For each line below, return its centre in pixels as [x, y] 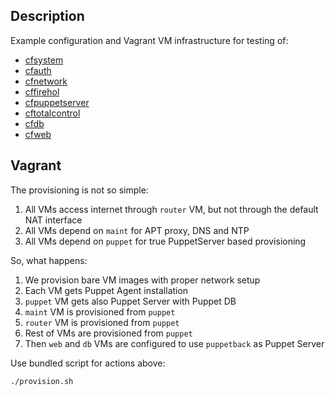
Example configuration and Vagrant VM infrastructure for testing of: [149, 40]
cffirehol [42, 91]
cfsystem [44, 60]
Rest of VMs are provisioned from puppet [108, 333]
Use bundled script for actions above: [88, 363]
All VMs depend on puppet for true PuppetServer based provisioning [165, 241]
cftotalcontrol [52, 113]
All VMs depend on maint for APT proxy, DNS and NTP [137, 230]
